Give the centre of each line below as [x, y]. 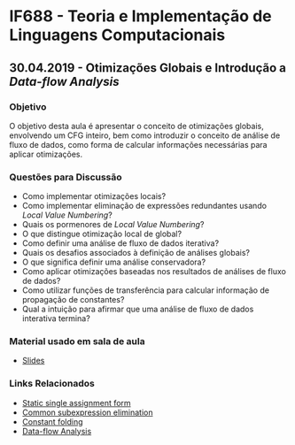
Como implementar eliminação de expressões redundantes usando [144, 206]
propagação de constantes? [73, 300]
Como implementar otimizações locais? [94, 196]
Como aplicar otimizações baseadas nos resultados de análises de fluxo [154, 272]
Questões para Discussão [66, 177]
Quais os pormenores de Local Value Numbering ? [113, 225]
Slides [33, 361]
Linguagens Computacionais [117, 35]
